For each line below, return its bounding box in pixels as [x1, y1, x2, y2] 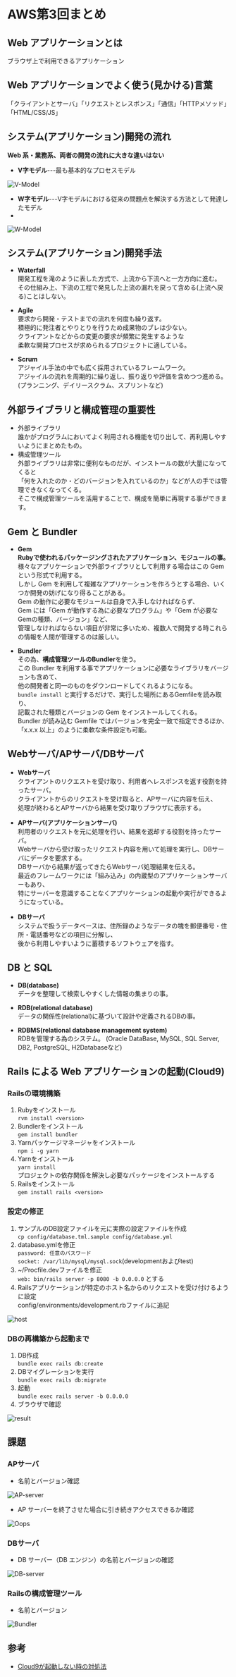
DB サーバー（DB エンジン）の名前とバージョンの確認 [17, 1555, 174, 1564]
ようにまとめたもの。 [23, 441, 86, 450]
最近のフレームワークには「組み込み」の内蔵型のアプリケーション [17, 871, 209, 880]
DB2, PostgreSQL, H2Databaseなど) [17, 1043, 123, 1051]
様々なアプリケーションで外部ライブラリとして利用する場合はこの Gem [17, 562, 224, 571]
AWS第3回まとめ [7, 6, 107, 23]
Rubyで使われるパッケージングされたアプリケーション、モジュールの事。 [17, 553, 230, 562]
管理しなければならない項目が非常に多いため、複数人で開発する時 [17, 624, 209, 632]
